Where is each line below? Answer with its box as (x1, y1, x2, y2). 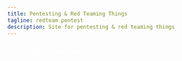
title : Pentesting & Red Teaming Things (7, 10, 128, 18)
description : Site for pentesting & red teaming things (7, 23, 175, 30)
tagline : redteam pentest (7, 17, 83, 24)
